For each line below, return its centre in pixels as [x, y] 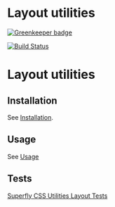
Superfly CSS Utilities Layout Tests [57, 196]
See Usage [23, 156]
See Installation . [31, 117]
